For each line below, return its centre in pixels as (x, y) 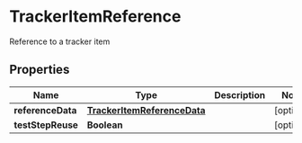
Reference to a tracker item (60, 41)
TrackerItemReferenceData (146, 110)
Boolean (105, 125)
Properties (40, 70)
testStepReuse (46, 125)
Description (240, 94)
